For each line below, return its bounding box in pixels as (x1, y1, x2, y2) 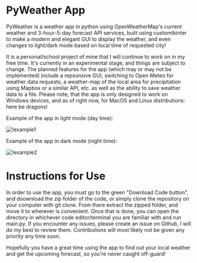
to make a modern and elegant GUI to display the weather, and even (6, 35, 171, 42)
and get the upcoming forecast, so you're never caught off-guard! (6, 250, 166, 257)
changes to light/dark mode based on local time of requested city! (6, 42, 166, 49)
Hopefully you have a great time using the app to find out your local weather (6, 244, 191, 251)
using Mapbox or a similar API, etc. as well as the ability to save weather (6, 84, 181, 91)
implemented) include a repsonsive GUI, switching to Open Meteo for (6, 72, 174, 79)
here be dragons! (6, 103, 48, 110)
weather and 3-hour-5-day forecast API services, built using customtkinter (6, 29, 187, 36)
